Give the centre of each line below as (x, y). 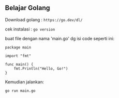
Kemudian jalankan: (25, 82)
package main (18, 47)
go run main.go (20, 91)
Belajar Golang (28, 8)
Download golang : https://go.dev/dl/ (44, 19)
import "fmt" (18, 56)
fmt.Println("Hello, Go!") (41, 68)
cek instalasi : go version (30, 29)
